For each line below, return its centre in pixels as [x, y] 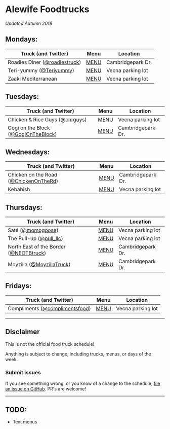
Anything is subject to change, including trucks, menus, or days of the [78, 354]
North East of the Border [37, 247]
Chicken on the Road [32, 175]
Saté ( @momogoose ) [33, 230]
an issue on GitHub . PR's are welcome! [46, 389]
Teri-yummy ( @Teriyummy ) [41, 70]
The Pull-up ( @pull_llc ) [35, 238]
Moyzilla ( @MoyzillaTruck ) [39, 265]
